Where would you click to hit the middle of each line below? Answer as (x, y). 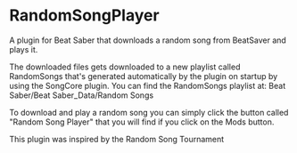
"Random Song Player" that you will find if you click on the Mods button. (142, 122)
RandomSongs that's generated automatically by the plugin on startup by (144, 76)
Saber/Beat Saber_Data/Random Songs (82, 95)
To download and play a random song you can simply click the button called (149, 112)
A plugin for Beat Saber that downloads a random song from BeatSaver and (148, 40)
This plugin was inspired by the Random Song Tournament (117, 139)
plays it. (24, 49)
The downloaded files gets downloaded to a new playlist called (125, 67)
